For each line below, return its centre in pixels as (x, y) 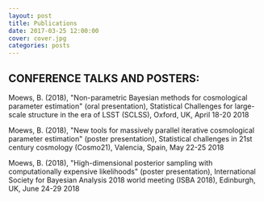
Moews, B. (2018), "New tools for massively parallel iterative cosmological (132, 130)
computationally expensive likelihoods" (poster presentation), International (132, 171)
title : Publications (43, 23)
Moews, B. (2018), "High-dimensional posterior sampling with (111, 162)
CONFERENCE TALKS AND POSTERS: (104, 78)
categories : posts (39, 46)
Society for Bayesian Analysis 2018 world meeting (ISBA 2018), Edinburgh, (132, 180)
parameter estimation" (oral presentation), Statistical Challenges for (121, 106)
